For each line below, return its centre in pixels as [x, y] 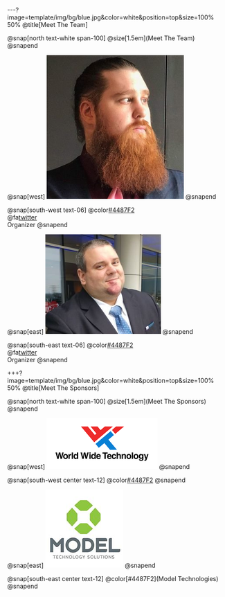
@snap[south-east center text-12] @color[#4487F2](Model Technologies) [113, 579]
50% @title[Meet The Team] [47, 25]
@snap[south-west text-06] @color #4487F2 [71, 210]
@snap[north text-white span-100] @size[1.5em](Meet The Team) [101, 38]
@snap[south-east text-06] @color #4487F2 [70, 345]
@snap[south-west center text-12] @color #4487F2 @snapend [96, 480]
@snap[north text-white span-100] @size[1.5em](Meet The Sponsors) [107, 401]
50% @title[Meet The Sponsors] [53, 388]
